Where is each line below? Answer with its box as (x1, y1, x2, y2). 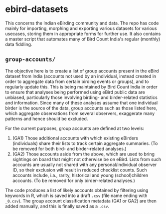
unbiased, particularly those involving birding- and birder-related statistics (5, 94, 158, 100)
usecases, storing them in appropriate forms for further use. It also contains (5, 30, 161, 36)
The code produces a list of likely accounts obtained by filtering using (5, 187, 149, 193)
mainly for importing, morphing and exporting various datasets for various (5, 25, 157, 31)
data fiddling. (5, 41, 32, 47)
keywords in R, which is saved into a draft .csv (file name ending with (5, 192, 148, 198)
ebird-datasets (5, 3, 69, 15)
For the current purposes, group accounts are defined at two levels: (5, 125, 145, 131)
